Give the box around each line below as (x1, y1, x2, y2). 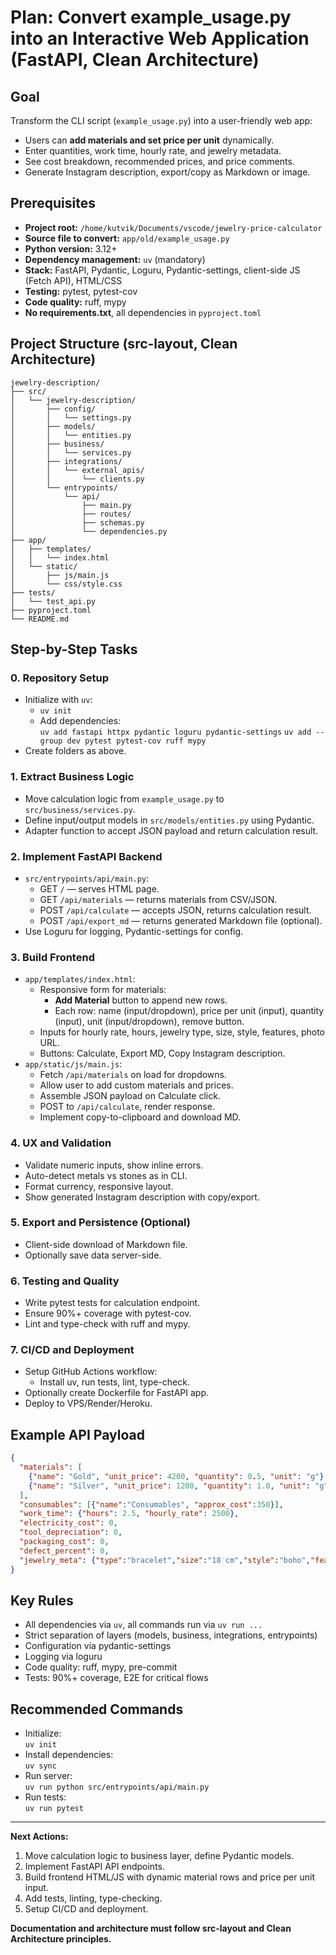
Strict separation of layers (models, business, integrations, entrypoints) (24, 1629, 318, 1641)
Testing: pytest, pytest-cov (24, 285, 138, 297)
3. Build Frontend (10, 950, 95, 964)
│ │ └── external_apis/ (10, 465, 145, 475)
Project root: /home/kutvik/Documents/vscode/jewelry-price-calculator (24, 221, 323, 233)
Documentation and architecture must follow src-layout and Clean (10, 1922, 292, 1935)
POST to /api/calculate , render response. (39, 1101, 215, 1113)
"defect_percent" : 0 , (19, 1546, 110, 1556)
